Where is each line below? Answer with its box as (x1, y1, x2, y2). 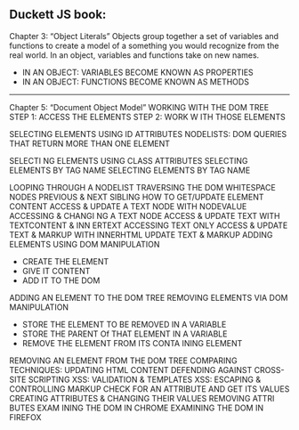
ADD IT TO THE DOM (21, 275, 101, 286)
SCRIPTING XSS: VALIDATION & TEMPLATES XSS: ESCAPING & (28, 374, 262, 385)
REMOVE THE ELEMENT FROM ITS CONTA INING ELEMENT (21, 337, 243, 348)
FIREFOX (9, 411, 42, 422)
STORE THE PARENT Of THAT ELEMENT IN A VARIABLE (21, 329, 228, 339)
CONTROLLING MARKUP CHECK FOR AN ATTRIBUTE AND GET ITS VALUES (9, 383, 290, 394)
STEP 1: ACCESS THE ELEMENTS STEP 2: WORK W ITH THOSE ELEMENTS (9, 111, 287, 122)
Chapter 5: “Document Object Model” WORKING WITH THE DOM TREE (9, 101, 270, 112)
